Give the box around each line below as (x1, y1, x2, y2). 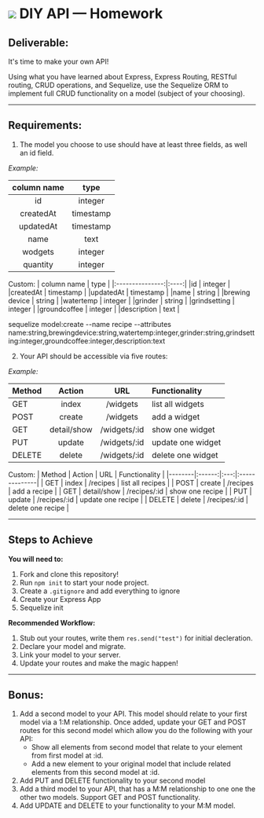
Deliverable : (8, 36, 69, 50)
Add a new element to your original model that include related (31, 759, 232, 768)
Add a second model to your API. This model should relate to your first (19, 709, 247, 719)
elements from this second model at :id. (31, 768, 160, 777)
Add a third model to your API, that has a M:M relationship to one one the (19, 784, 256, 794)
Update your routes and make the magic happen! (19, 658, 178, 668)
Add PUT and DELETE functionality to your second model (19, 776, 206, 786)
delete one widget (152, 449, 218, 460)
